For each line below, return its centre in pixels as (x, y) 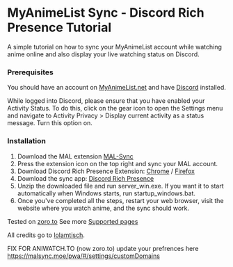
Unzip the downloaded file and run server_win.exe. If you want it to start (120, 186)
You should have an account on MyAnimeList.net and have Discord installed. (116, 88)
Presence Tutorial (59, 27)
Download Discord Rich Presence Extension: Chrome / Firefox (106, 171)
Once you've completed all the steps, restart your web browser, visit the (120, 200)
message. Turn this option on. (50, 123)
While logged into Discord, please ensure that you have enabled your (106, 101)
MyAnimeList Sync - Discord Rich (106, 13)
